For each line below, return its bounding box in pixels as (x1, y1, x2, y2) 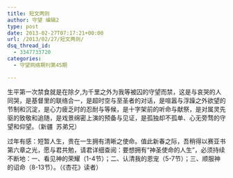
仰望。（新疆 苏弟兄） (19, 122, 81, 130)
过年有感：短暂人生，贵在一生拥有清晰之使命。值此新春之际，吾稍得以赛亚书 (7, 136, 226, 145)
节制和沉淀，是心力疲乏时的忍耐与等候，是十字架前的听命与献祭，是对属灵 (7, 105, 220, 113)
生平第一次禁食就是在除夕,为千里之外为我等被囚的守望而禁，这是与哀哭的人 (7, 87, 222, 96)
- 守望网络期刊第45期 (13, 62, 68, 69)
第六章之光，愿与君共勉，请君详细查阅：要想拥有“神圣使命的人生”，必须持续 (7, 145, 225, 154)
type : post (7, 23, 39, 30)
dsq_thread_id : (7, 42, 51, 49)
